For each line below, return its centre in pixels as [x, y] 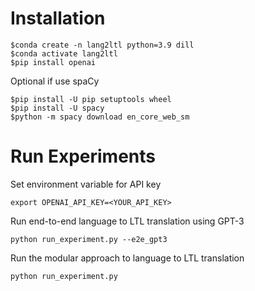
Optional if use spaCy [55, 81]
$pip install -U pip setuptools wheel [91, 99]
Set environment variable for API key [86, 184]
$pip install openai [53, 62]
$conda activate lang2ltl [64, 53]
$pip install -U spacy [57, 108]
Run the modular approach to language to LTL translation [127, 258]
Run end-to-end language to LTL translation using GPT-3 [127, 221]
